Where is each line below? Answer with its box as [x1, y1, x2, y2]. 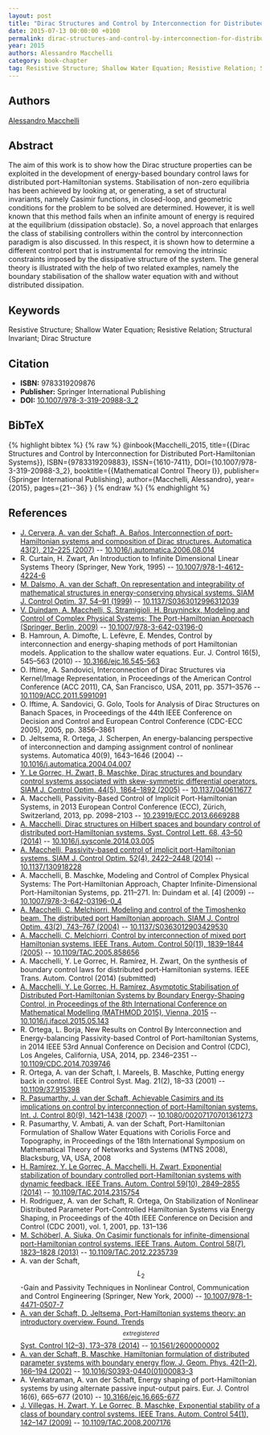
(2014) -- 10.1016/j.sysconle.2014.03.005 [19, 836, 155, 846]
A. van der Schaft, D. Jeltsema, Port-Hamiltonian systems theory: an [19, 1308, 247, 1318]
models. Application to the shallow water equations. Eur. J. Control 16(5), [19, 647, 261, 657]
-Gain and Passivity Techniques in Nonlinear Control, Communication [19, 1283, 250, 1292]
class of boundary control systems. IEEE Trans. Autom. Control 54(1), [19, 1409, 249, 1419]
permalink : [8, 34, 45, 43]
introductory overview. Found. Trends [19, 1317, 145, 1327]
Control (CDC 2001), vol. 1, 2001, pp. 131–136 [19, 1221, 168, 1231]
